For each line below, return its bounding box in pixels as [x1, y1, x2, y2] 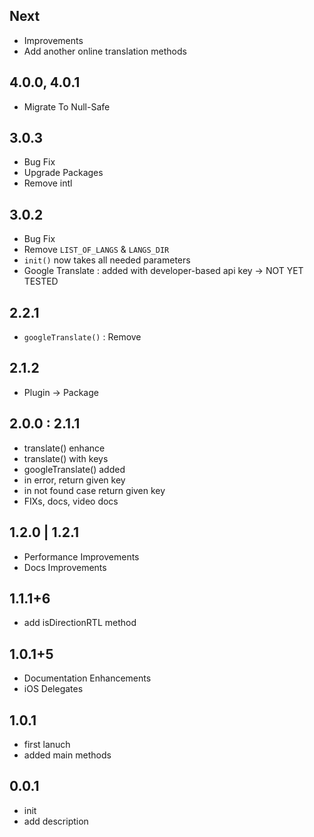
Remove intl [23, 177, 73, 189]
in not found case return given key [23, 484, 166, 496]
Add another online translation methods [23, 45, 187, 57]
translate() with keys [23, 452, 109, 464]
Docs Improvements [23, 561, 107, 573]
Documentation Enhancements [23, 672, 152, 684]
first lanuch [23, 738, 71, 750]
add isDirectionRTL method [23, 617, 137, 629]
